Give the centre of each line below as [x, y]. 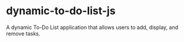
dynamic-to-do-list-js [61, 11]
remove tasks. [23, 33]
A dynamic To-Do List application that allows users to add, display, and [92, 27]
